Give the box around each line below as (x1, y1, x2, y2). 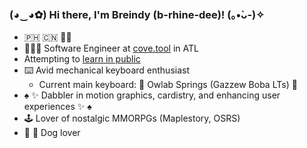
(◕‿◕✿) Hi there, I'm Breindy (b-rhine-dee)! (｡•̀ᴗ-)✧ (9, 7, 265, 21)
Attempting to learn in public (23, 53, 141, 65)
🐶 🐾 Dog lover (23, 127, 81, 139)
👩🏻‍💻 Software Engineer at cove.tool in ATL (23, 42, 199, 55)
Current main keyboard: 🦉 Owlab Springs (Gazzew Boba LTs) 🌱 (38, 79, 298, 91)
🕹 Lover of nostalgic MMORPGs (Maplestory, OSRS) (23, 112, 241, 125)
